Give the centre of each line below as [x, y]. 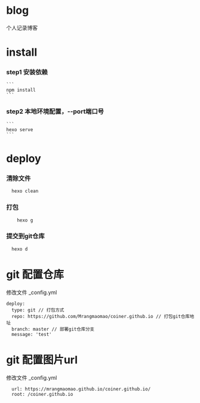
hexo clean [25, 191]
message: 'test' [32, 334]
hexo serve [20, 129]
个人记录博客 [22, 28]
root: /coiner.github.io [42, 394]
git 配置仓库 [35, 275]
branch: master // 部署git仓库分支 [53, 329]
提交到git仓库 [25, 236]
